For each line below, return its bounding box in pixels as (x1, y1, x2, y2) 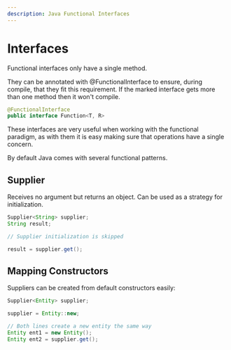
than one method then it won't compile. (7, 92, 120, 101)
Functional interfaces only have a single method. (7, 64, 148, 72)
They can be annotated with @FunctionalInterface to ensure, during (7, 77, 203, 86)
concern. (7, 140, 34, 148)
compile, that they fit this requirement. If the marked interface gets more (7, 85, 216, 93)
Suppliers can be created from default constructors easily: (7, 284, 176, 292)
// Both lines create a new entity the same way (7, 323, 152, 330)
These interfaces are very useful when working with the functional (7, 125, 199, 134)
